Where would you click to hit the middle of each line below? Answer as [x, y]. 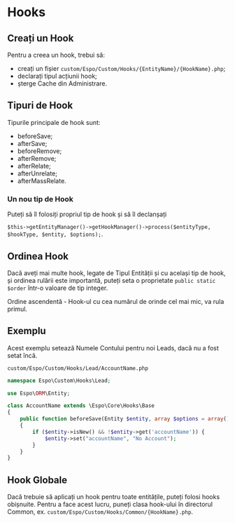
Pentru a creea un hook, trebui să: [56, 55]
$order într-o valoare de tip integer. [58, 288]
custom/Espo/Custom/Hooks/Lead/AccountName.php [78, 368]
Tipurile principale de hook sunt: [54, 122]
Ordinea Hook [38, 256]
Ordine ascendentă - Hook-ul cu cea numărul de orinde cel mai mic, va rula [116, 301]
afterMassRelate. [42, 180]
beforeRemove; [40, 151]
